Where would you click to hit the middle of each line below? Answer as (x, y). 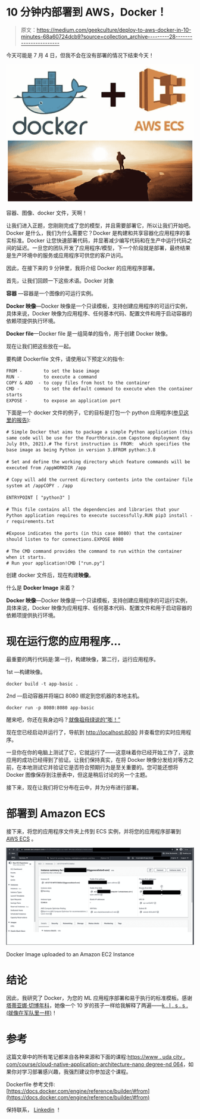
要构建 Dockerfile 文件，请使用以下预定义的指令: (65, 359)
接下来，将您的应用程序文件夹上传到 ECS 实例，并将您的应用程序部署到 (94, 831)
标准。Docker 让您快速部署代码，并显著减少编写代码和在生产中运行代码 (99, 241)
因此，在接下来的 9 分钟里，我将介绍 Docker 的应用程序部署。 (82, 268)
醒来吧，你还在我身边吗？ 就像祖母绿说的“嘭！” (63, 720)
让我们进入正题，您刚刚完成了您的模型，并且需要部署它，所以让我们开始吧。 (100, 226)
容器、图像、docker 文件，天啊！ (47, 213)
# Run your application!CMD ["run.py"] (56, 563)
